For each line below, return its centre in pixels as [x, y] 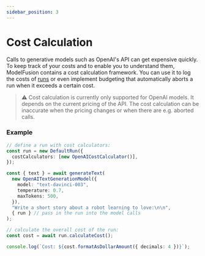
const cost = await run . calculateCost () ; [60, 236]
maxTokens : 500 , [38, 196]
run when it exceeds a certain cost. [51, 85]
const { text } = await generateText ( [56, 173]
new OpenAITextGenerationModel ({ [54, 179]
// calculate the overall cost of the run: [63, 230]
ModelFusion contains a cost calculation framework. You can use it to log [99, 72]
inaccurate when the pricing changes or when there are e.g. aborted [107, 110]
